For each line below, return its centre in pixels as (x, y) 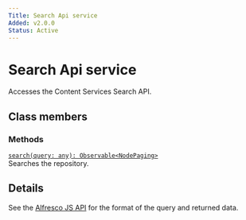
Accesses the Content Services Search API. (80, 91)
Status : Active (33, 30)
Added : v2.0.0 (32, 23)
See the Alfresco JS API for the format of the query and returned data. (123, 207)
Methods (26, 139)
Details (26, 189)
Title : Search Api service (53, 15)
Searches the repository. (49, 163)
